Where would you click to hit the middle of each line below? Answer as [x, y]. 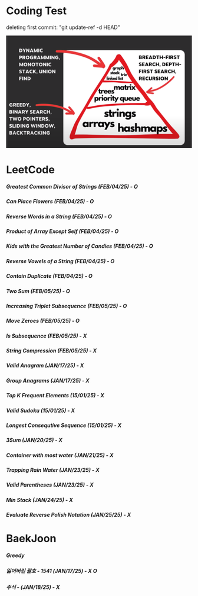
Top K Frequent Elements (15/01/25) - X [55, 396]
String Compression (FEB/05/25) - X [52, 351]
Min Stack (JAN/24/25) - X [40, 500]
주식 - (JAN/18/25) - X [33, 587]
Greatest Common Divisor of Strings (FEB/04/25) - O [72, 186]
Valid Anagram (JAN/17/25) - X [45, 365]
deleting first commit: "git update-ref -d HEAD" [63, 27]
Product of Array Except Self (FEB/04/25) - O [62, 231]
